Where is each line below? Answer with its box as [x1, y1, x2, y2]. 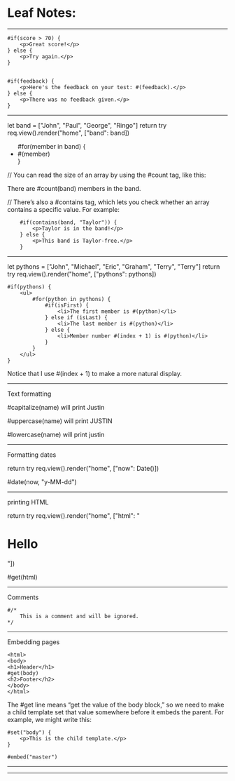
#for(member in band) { [17, 142, 86, 150]
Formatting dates [7, 450, 57, 459]
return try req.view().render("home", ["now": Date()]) [7, 464, 159, 472]
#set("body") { [7, 728, 52, 736]
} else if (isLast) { [44, 314, 108, 321]
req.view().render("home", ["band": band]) [7, 128, 130, 137]
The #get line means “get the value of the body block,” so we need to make [7, 700, 225, 709]
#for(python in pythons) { [32, 295, 111, 302]
